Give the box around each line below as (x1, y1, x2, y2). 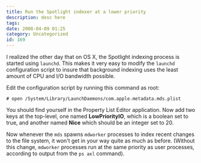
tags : (6, 20, 20, 26)
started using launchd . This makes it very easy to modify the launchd (6, 60, 175, 67)
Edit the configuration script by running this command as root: (6, 84, 160, 91)
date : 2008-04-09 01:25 (6, 25, 66, 32)
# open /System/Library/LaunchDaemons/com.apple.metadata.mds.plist (6, 96, 181, 102)
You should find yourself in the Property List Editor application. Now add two (6, 106, 196, 113)
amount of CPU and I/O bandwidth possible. (6, 73, 115, 79)
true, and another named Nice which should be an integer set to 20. (6, 119, 174, 126)
